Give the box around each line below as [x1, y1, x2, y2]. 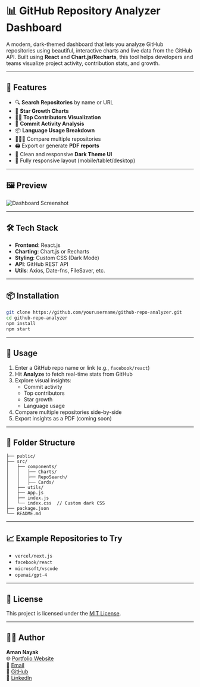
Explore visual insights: [14, 376, 71, 384]
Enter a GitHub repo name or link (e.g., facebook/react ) [14, 364, 150, 371]
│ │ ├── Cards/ [6, 479, 55, 485]
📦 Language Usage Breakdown [14, 126, 95, 134]
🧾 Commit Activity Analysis [14, 120, 85, 127]
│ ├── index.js [6, 495, 49, 501]
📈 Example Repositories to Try [6, 533, 123, 543]
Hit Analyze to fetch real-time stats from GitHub [14, 370, 133, 377]
